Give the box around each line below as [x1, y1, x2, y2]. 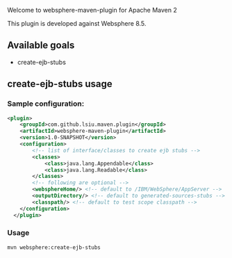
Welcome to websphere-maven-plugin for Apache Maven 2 [7, 6, 177, 14]
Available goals [7, 40, 75, 51]
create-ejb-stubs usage [7, 78, 113, 90]
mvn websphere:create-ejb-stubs [7, 243, 101, 251]
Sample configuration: [7, 99, 85, 108]
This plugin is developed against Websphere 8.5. [7, 19, 147, 27]
